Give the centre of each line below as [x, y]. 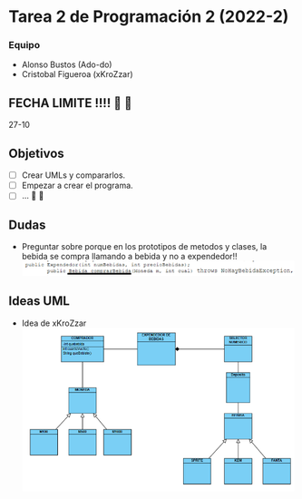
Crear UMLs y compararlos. [73, 175]
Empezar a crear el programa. [77, 186]
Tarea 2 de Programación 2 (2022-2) [149, 17]
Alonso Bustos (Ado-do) [67, 64]
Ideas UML [39, 301]
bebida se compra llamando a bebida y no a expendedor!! [129, 257]
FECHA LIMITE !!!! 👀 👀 [70, 103]
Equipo [24, 45]
